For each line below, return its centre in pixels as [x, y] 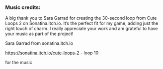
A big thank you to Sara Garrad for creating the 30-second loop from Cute [81, 18]
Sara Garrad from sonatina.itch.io [39, 43]
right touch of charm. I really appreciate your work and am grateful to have [81, 29]
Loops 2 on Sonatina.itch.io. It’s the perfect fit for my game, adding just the [82, 23]
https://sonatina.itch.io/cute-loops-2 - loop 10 [52, 53]
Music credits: [23, 7]
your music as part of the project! [39, 34]
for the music [19, 63]
